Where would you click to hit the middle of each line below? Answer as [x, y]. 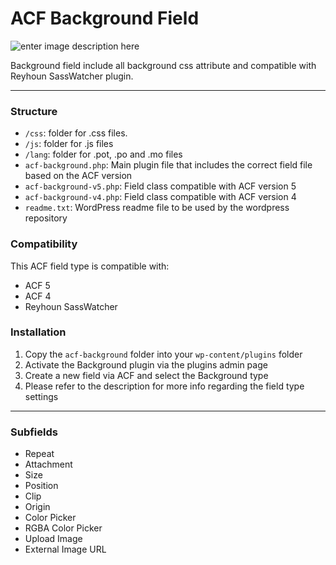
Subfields [34, 432]
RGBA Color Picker [63, 528]
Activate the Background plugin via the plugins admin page [146, 364]
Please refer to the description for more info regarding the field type [164, 386]
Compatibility [44, 244]
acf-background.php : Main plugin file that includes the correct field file [168, 165]
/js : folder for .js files [69, 144]
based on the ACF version [78, 176]
